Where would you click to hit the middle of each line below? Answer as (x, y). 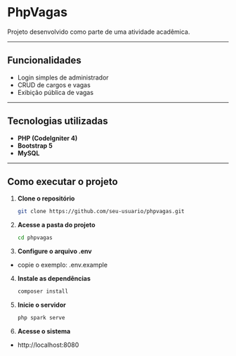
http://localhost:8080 (48, 345)
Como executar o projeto (63, 181)
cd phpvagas (35, 238)
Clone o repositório (46, 198)
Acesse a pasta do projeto (57, 225)
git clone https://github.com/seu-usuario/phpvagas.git (101, 212)
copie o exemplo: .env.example (62, 265)
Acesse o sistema (44, 331)
